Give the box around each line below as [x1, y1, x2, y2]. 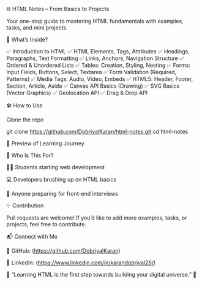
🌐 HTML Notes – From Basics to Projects [6, 6, 110, 12]
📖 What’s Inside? [6, 36, 48, 43]
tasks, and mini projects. [6, 24, 69, 31]
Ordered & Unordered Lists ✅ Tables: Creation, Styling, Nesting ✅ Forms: [6, 61, 191, 69]
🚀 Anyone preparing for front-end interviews [6, 190, 118, 197]
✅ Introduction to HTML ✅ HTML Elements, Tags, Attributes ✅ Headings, [6, 48, 190, 55]
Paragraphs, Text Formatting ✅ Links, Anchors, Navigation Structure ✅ [6, 55, 185, 62]
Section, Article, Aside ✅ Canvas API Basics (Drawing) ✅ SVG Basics [6, 82, 180, 90]
